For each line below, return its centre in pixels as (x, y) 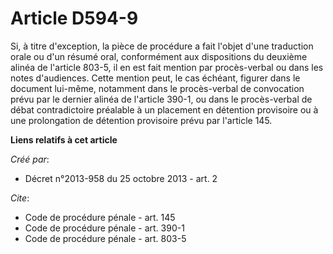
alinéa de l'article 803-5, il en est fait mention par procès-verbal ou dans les (167, 67)
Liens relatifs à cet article (64, 139)
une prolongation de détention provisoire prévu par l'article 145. (141, 120)
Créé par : (30, 159)
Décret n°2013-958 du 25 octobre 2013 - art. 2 (121, 178)
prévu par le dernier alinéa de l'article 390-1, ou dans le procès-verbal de (161, 99)
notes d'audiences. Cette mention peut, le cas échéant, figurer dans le (155, 78)
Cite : (20, 198)
